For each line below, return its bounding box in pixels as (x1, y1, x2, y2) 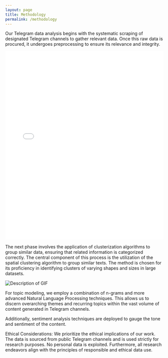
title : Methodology (5, 12, 46, 17)
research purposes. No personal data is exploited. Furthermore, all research (5, 341, 162, 347)
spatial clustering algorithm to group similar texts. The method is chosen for (5, 260, 162, 266)
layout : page (5, 7, 33, 13)
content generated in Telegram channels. (5, 306, 90, 312)
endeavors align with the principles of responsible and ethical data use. (5, 347, 153, 353)
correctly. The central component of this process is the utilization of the (5, 254, 153, 260)
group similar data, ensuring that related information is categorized (5, 249, 143, 255)
